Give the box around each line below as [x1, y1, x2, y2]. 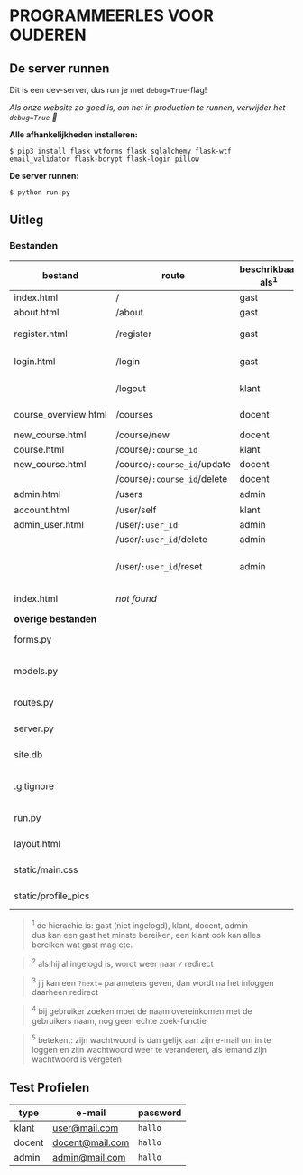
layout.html [14, 838, 61, 851]
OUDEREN [9, 24, 87, 45]
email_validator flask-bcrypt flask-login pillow [9, 155, 200, 164]
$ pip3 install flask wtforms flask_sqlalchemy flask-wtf [9, 146, 232, 155]
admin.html [14, 488, 61, 501]
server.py [14, 722, 54, 735]
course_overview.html [14, 408, 107, 420]
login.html [14, 355, 56, 367]
